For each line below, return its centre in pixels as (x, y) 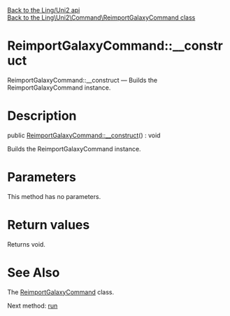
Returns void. (26, 244)
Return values (49, 225)
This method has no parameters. (54, 196)
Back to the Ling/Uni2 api (44, 10)
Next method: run (33, 305)
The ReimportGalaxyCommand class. (61, 292)
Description (42, 116)
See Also (34, 272)
